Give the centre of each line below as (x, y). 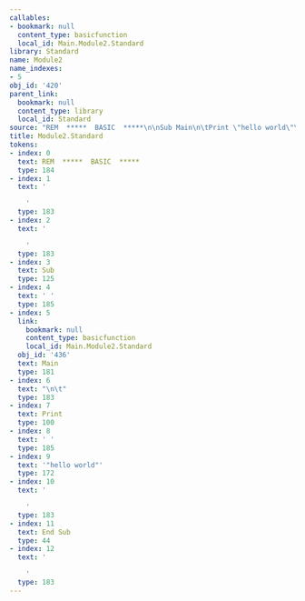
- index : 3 (30, 262)
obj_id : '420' (36, 85)
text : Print (40, 415)
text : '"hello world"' (60, 465)
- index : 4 (30, 287)
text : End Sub (44, 532)
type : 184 (36, 170)
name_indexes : (36, 69)
